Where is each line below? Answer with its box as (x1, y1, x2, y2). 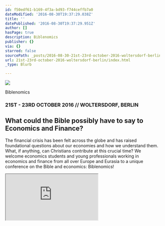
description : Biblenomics (5, 35, 58, 40)
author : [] (5, 26, 27, 31)
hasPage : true (5, 30, 34, 35)
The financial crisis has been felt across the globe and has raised (5, 137, 137, 143)
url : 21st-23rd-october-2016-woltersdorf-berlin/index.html (5, 58, 131, 63)
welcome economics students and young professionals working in (5, 153, 139, 159)
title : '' (5, 16, 26, 21)
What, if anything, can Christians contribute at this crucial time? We (5, 148, 141, 154)
